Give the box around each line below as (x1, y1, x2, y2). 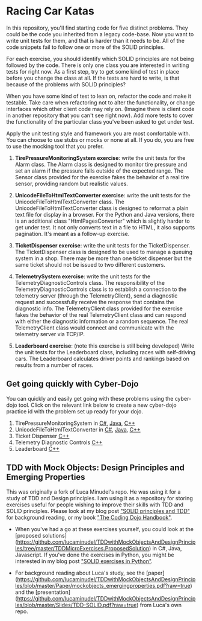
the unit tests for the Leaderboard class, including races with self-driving (14, 348, 196, 355)
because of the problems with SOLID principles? (6, 80, 126, 88)
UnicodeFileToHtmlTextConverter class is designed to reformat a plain (14, 204, 189, 212)
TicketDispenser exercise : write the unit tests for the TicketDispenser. (14, 241, 191, 249)
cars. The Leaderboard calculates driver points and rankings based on (14, 355, 189, 362)
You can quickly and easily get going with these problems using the (6, 395, 174, 402)
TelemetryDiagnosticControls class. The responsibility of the (14, 279, 165, 286)
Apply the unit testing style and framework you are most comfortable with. (6, 130, 191, 137)
